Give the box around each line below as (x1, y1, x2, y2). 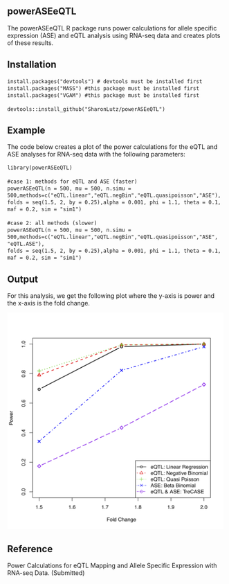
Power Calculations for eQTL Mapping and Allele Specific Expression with (7, 561, 217, 570)
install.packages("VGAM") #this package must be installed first (7, 91, 199, 99)
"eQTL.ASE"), (7, 240, 45, 248)
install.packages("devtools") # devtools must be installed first (7, 78, 203, 85)
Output (7, 273, 38, 285)
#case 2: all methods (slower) (7, 220, 98, 227)
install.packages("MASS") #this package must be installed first (7, 85, 199, 92)
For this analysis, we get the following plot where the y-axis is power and (7, 292, 215, 300)
